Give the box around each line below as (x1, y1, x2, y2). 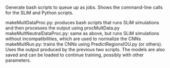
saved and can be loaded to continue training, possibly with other (5, 52, 144, 58)
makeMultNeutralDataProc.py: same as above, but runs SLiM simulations (5, 30, 159, 36)
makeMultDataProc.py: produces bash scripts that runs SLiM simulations (5, 20, 159, 25)
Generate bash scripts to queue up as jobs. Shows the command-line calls (5, 5, 163, 10)
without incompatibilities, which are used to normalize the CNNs (5, 36, 141, 42)
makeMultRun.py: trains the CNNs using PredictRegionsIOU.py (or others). (5, 41, 163, 47)
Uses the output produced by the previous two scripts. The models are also (5, 47, 165, 52)
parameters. (5, 57, 31, 63)
